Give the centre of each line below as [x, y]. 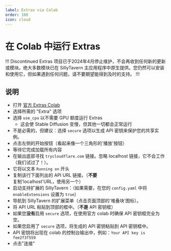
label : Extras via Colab [32, 10]
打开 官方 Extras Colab [36, 105]
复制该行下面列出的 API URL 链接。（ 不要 [55, 175]
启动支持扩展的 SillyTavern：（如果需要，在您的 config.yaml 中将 [80, 188]
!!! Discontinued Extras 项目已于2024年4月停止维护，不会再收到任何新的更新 [85, 61]
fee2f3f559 [24, 238]
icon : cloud [18, 19]
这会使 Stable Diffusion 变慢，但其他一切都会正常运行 [76, 124]
